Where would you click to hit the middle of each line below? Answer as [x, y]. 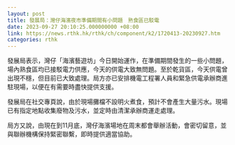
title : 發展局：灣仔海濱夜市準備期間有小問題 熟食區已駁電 [83, 20]
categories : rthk [33, 40]
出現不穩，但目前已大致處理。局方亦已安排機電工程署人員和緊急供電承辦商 [114, 78]
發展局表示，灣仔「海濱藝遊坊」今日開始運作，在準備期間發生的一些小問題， [117, 61]
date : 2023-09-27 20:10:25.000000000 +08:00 [73, 27]
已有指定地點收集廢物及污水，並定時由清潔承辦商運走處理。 [93, 111]
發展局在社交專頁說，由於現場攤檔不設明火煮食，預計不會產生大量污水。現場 [117, 102]
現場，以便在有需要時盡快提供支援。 [65, 87]
